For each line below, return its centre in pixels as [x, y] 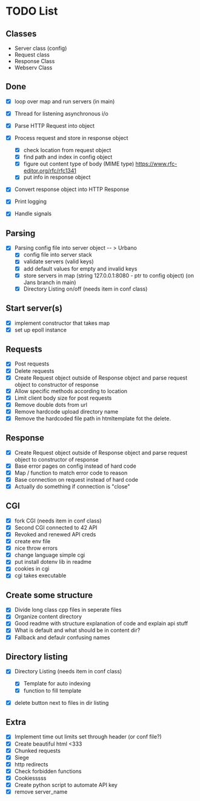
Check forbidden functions [48, 771]
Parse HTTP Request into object [55, 125]
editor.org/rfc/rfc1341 [50, 171]
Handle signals [33, 213]
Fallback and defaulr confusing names [62, 637]
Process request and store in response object [71, 138]
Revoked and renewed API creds [55, 534]
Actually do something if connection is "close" [72, 487]
